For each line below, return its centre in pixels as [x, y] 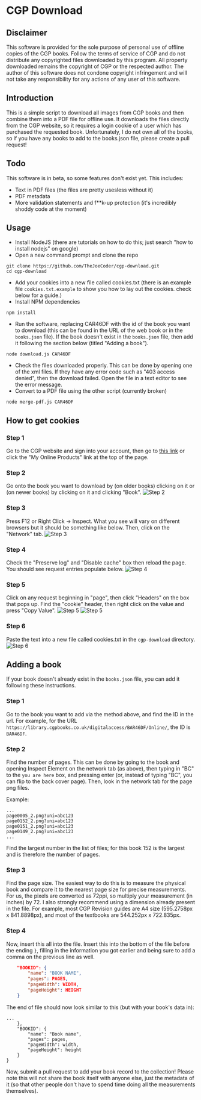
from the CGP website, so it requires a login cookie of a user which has [94, 125]
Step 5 [16, 584]
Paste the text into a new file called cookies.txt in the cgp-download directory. [101, 639]
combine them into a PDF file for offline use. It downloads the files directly [98, 119]
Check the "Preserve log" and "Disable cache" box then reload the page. [96, 563]
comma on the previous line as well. [50, 957]
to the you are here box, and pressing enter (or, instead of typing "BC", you [99, 775]
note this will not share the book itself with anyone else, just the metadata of [100, 1078]
